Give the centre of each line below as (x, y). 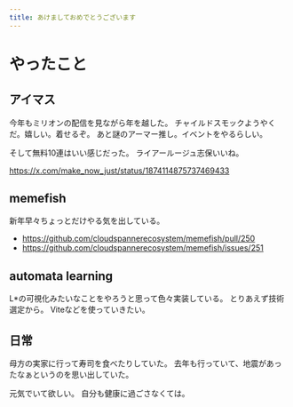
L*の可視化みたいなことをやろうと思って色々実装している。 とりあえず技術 (147, 299)
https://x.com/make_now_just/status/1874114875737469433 (119, 171)
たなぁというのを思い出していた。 (71, 375)
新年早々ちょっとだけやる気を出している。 (87, 221)
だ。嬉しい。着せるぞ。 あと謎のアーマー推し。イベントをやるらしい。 (139, 133)
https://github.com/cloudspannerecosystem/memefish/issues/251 (143, 248)
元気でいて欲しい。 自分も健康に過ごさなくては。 (99, 394)
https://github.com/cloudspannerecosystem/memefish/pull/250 (139, 239)
